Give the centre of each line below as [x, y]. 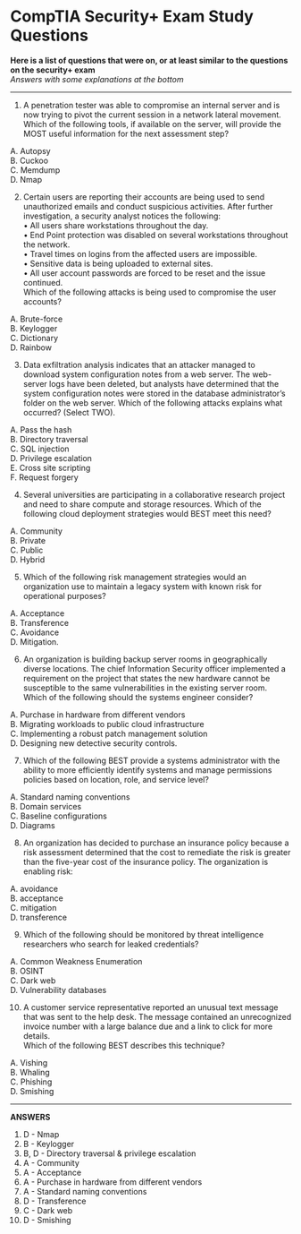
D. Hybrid [28, 559]
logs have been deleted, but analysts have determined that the [164, 383]
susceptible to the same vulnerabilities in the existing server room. [145, 688]
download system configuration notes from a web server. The [137, 374]
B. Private [28, 540]
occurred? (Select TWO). [69, 412]
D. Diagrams [33, 825]
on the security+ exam [53, 70]
